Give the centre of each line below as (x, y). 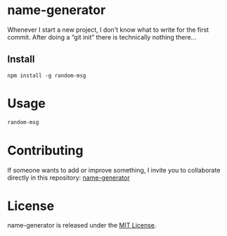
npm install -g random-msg (47, 75)
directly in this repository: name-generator (69, 178)
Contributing (45, 150)
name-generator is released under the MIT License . (82, 225)
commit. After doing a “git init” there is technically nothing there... (102, 37)
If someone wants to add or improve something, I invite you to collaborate (114, 170)
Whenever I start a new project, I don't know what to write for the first (108, 30)
